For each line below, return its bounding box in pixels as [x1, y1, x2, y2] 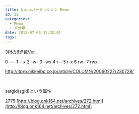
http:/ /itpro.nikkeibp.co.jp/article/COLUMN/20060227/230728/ [5, 68, 134, 74]
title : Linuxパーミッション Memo [5, 7, 69, 12]
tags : [5, 35, 16, 40]
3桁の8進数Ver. [5, 49, 36, 55]
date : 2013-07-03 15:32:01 [5, 30, 61, 35]
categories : [5, 16, 30, 21]
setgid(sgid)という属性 [5, 88, 52, 94]
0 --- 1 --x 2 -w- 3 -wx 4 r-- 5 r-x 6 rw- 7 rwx [5, 59, 98, 65]
